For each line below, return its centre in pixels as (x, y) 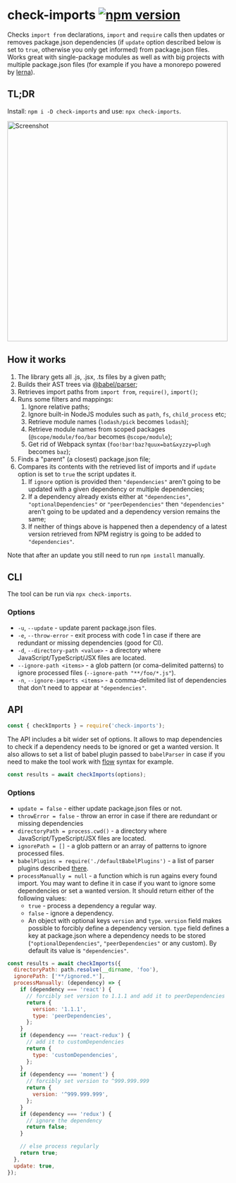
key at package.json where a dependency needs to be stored (117, 935)
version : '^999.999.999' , (71, 1095)
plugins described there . (53, 868)
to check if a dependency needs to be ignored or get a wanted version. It (113, 747)
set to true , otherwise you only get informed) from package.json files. (108, 49)
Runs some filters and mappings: (65, 399)
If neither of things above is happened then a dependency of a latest (128, 526)
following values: (42, 898)
